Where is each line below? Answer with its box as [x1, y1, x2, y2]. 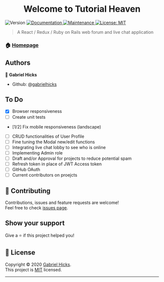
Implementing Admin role [12, 150, 63, 155]
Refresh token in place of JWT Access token [12, 161, 102, 167]
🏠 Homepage [5, 42, 39, 49]
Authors [5, 59, 31, 67]
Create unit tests [12, 114, 46, 120]
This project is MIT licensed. [5, 266, 62, 273]
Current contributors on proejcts [12, 172, 78, 178]
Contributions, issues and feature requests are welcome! [5, 200, 119, 205]
